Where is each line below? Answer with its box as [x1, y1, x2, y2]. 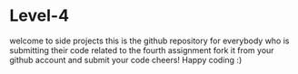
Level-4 [9, 5, 70, 26]
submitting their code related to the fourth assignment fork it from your [9, 44, 274, 55]
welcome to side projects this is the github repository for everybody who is [9, 35, 290, 46]
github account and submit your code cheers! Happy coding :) [9, 54, 243, 65]
